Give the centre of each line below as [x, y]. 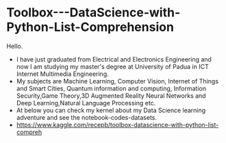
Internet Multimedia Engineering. [62, 74]
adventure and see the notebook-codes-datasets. [87, 117]
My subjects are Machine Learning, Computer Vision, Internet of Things [117, 81]
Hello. [15, 46]
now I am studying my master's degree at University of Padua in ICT [113, 66]
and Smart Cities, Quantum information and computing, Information [111, 88]
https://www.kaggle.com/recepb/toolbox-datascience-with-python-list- [117, 125]
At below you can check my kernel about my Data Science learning [111, 110]
